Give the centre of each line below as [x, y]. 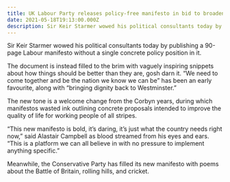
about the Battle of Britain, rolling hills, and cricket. [78, 171]
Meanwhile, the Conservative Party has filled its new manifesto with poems [113, 164]
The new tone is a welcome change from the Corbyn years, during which [110, 101]
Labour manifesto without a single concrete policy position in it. [112, 53]
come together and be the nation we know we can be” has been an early [110, 81]
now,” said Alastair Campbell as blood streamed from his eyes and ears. [108, 136]
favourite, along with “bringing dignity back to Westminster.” [92, 88]
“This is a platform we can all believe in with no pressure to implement [106, 144]
